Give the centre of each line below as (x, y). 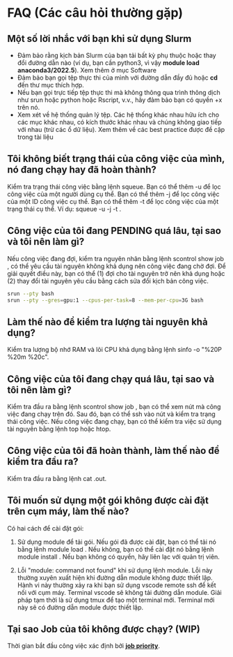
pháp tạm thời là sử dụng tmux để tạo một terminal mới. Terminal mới (116, 600)
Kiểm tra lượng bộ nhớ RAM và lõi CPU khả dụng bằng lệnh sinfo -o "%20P (115, 350)
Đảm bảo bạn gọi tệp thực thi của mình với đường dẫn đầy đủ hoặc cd (117, 77)
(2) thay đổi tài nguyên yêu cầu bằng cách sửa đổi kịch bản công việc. (108, 281)
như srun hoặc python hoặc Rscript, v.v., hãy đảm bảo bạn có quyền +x (120, 100)
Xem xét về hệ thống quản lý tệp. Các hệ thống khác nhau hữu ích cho (118, 115)
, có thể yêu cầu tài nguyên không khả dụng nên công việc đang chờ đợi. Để (116, 266)
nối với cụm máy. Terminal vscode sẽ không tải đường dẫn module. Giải (119, 592)
